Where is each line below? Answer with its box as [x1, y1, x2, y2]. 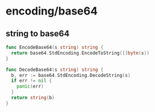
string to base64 [5, 28, 70, 39]
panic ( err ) [16, 84, 44, 90]
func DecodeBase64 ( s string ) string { [5, 67, 104, 73]
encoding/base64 [5, 4, 98, 18]
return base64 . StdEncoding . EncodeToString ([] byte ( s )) [11, 50, 150, 56]
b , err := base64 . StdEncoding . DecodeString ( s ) [11, 72, 131, 78]
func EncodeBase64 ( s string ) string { [5, 44, 104, 50]
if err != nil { [11, 77, 52, 84]
